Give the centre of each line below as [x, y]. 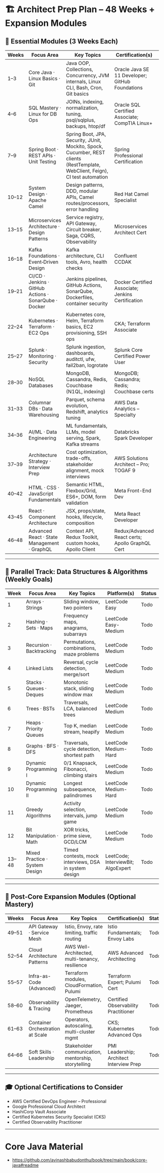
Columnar [40, 403]
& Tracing [40, 1008]
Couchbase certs [134, 392]
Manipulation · [42, 835]
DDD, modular [82, 191]
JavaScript [41, 494]
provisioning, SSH [86, 333]
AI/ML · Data [43, 432]
